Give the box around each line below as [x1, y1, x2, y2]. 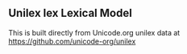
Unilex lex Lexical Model [8, 6, 133, 20]
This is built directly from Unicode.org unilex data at [8, 27, 181, 37]
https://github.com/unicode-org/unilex [8, 36, 136, 46]
